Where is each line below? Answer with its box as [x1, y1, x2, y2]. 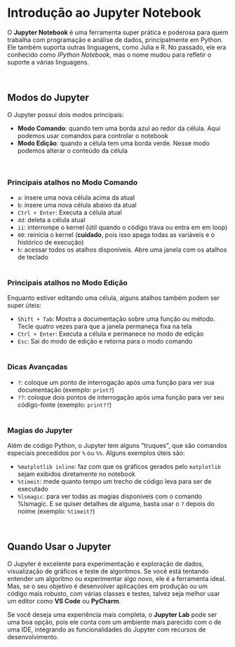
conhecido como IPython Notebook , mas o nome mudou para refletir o [7, 50, 212, 59]
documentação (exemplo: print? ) [17, 386, 114, 394]
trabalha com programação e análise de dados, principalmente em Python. [7, 35, 223, 43]
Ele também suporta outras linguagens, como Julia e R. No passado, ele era [7, 43, 227, 51]
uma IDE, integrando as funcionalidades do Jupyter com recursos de [7, 625, 206, 634]
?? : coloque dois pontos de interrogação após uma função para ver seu [17, 393, 224, 401]
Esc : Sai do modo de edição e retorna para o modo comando [17, 337, 193, 346]
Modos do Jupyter [7, 92, 90, 104]
